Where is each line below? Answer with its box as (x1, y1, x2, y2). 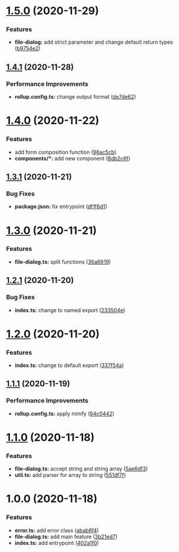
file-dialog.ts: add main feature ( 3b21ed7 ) (14, 533, 118, 540)
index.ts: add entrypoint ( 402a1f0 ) (14, 539, 99, 546)
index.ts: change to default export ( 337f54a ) (14, 362, 124, 369)
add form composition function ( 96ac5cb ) (14, 148, 117, 155)
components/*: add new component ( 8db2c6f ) (14, 155, 131, 162)
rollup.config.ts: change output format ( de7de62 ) (14, 93, 137, 100)
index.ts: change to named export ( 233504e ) (14, 306, 125, 314)
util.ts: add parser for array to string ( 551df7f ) (14, 472, 127, 479)
